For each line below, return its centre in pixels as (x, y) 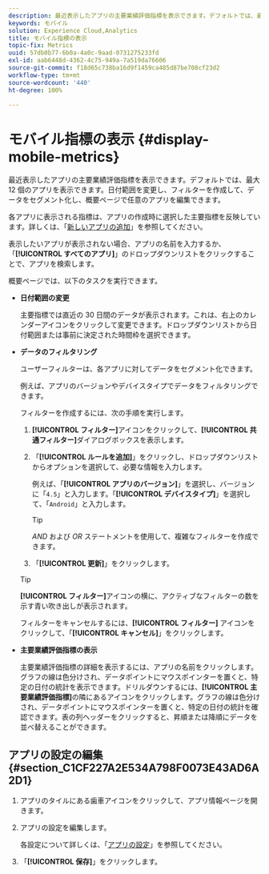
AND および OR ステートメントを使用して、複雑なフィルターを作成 (142, 536)
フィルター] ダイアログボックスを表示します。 (113, 440)
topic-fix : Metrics (41, 46)
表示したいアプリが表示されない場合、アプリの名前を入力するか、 (117, 244)
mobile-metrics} (64, 156)
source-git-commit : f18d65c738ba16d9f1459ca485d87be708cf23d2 (114, 68)
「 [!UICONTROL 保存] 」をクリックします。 (91, 862)
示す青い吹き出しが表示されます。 (76, 606)
